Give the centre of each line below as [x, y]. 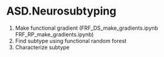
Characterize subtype [42, 47]
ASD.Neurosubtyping [61, 11]
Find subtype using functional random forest [71, 41]
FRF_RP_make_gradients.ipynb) [54, 34]
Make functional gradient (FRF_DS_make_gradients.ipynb [87, 28]
